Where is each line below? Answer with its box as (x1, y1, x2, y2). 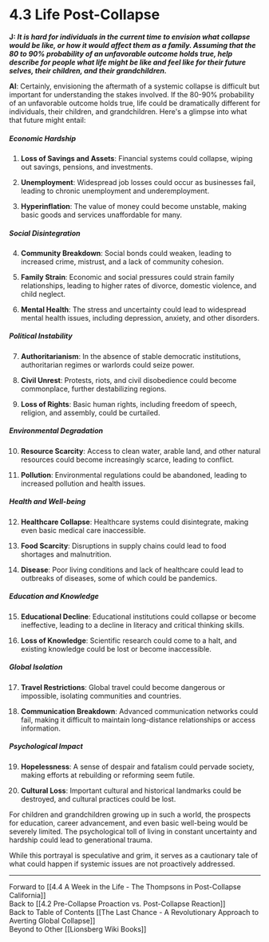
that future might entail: (9, 115, 86, 124)
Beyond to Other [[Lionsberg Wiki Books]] (9, 924, 147, 934)
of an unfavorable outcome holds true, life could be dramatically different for (9, 98, 261, 108)
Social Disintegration (9, 228, 81, 238)
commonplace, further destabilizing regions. (20, 384, 167, 393)
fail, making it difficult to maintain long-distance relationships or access (20, 715, 256, 724)
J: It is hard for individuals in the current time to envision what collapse (9, 32, 251, 41)
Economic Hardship (9, 133, 77, 143)
